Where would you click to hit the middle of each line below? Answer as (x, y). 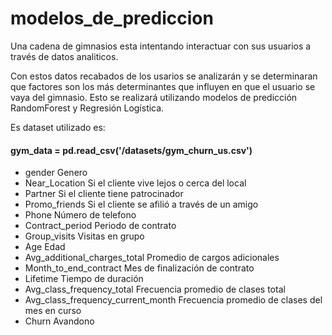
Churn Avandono (59, 321)
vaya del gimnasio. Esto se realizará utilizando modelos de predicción (154, 97)
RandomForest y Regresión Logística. (87, 108)
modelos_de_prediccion (112, 18)
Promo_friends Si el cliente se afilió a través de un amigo (141, 204)
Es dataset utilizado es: (58, 127)
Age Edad (45, 247)
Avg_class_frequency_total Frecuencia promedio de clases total (155, 289)
